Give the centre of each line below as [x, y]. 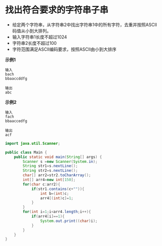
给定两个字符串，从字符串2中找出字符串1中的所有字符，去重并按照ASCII [84, 25]
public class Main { [26, 152]
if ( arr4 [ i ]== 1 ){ [48, 216]
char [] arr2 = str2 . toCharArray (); [57, 175]
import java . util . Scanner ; [33, 143]
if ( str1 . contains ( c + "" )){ [58, 189]
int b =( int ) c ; [54, 193]
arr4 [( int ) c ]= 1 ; [57, 198]
